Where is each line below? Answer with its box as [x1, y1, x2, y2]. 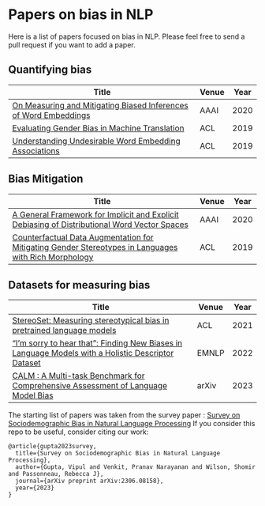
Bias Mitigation [8, 172, 84, 186]
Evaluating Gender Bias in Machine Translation [12, 123, 185, 134]
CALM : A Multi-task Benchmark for [12, 370, 145, 381]
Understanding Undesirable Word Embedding [12, 135, 181, 146]
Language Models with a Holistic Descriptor [12, 348, 174, 359]
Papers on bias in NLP [8, 6, 154, 24]
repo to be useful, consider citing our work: [8, 427, 149, 436]
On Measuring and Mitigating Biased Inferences [12, 100, 189, 111]
